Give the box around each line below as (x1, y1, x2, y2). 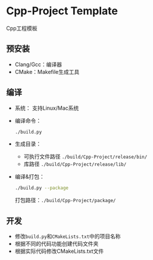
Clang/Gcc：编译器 (14, 61, 63, 68)
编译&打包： (14, 173, 45, 180)
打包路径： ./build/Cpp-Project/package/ (14, 197, 116, 204)
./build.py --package (14, 185, 68, 191)
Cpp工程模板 (6, 24, 38, 32)
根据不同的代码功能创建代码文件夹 (14, 240, 99, 247)
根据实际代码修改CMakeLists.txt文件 (14, 247, 104, 255)
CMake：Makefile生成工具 (14, 68, 80, 75)
